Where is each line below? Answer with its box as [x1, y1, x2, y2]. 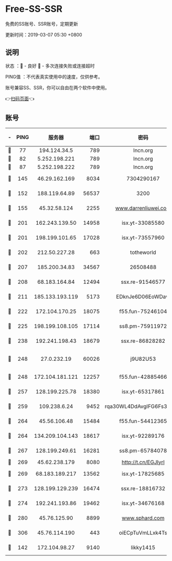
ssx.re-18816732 [121, 485, 165, 492]
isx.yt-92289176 [121, 432, 165, 439]
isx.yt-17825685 [121, 470, 165, 477]
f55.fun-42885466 [119, 373, 167, 380]
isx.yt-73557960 [121, 234, 165, 241]
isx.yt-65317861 [121, 388, 165, 395]
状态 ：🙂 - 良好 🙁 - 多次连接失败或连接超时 [5, 63, 95, 69]
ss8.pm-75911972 [119, 322, 167, 330]
